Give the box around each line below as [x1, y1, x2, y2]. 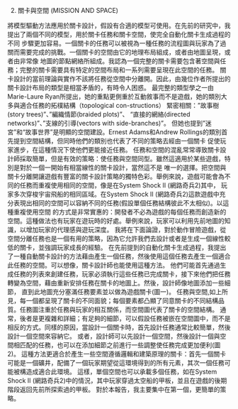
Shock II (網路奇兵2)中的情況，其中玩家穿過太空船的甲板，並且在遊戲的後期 [7, 376, 227, 385]
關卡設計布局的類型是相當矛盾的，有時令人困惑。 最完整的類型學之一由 [7, 84, 214, 92]
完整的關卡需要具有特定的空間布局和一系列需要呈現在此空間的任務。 [19, 66, 218, 74]
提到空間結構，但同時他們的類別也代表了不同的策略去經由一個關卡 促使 [13, 137, 220, 145]
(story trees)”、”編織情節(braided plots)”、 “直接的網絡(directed [7, 110, 191, 119]
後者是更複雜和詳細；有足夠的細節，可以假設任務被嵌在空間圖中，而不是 [19, 315, 231, 322]
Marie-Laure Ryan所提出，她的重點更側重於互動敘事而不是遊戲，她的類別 [7, 92, 222, 101]
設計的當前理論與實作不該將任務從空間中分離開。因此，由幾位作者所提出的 [13, 75, 231, 83]
